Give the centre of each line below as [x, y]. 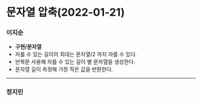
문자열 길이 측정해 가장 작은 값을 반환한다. [64, 69]
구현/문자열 [28, 47]
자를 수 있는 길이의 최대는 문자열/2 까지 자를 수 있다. [76, 54]
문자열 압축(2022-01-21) [66, 12]
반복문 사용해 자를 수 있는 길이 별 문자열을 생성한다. [75, 62]
